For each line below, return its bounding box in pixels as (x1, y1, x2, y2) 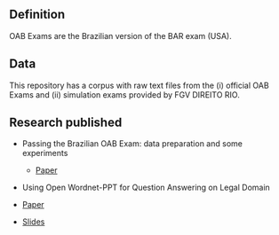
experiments (21, 148, 68, 159)
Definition (9, 7, 65, 22)
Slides (21, 216, 45, 227)
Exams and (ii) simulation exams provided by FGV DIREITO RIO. (9, 89, 240, 100)
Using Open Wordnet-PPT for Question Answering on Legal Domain (21, 182, 271, 193)
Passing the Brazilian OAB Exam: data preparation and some (21, 138, 243, 149)
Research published (9, 115, 123, 130)
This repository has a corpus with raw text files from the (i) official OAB (9, 80, 269, 90)
